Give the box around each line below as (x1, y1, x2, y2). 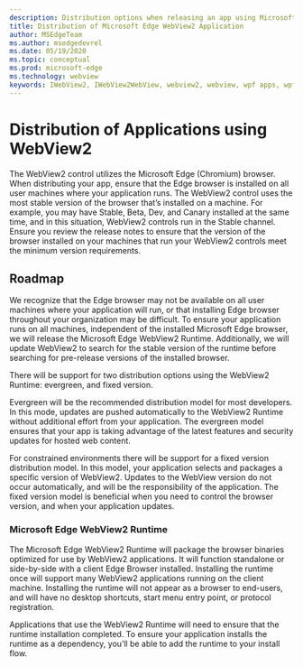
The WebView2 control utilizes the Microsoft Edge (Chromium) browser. (9, 168, 277, 179)
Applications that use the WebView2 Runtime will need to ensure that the (9, 619, 280, 630)
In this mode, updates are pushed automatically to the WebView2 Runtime (9, 407, 284, 418)
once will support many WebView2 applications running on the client (9, 572, 264, 583)
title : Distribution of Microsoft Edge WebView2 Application (9, 22, 244, 31)
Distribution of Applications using (9, 119, 268, 140)
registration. (9, 601, 54, 612)
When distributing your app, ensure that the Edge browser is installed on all (9, 178, 289, 189)
